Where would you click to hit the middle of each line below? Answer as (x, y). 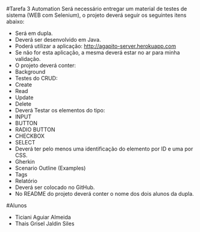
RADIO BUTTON (35, 130)
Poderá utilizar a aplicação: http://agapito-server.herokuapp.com (95, 46)
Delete (23, 104)
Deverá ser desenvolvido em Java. (58, 40)
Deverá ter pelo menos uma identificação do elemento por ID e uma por (104, 149)
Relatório (26, 181)
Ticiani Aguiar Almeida (43, 217)
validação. (28, 59)
